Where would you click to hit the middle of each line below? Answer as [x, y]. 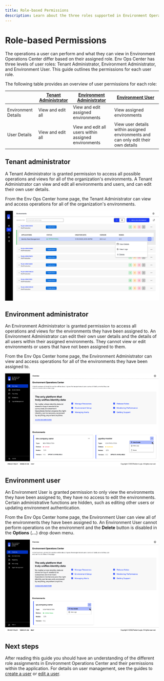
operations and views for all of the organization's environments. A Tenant [79, 179]
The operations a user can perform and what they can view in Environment [80, 54]
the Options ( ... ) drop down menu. [40, 533]
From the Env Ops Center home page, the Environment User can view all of [81, 517]
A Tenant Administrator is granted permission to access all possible [73, 174]
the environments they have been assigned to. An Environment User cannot [81, 523]
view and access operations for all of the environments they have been [76, 361]
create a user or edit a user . [33, 673]
